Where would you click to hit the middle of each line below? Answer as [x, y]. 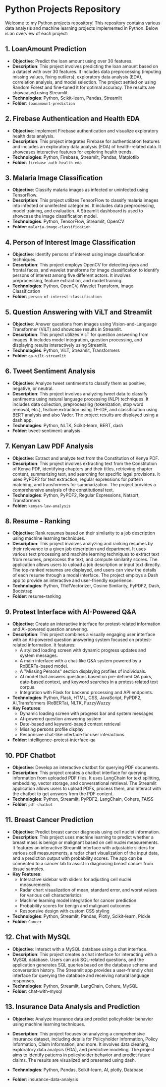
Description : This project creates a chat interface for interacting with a [84, 954]
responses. [24, 980]
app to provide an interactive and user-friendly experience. [72, 580]
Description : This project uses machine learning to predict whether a [83, 837]
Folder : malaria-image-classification [51, 227]
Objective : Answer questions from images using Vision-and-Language [84, 324]
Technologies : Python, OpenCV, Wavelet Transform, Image [73, 286]
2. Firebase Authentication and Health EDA [73, 119]
